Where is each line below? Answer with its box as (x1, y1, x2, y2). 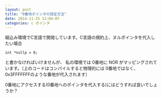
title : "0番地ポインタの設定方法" (5, 12, 67, 16)
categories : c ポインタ (5, 20, 50, 26)
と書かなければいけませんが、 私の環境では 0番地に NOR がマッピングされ (5, 59, 153, 65)
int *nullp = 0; (5, 50, 38, 55)
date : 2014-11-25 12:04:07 (5, 16, 60, 21)
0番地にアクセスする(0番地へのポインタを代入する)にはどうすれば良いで (5, 82, 149, 88)
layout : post (5, 7, 32, 12)
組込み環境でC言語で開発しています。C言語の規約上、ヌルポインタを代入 (5, 34, 151, 40)
